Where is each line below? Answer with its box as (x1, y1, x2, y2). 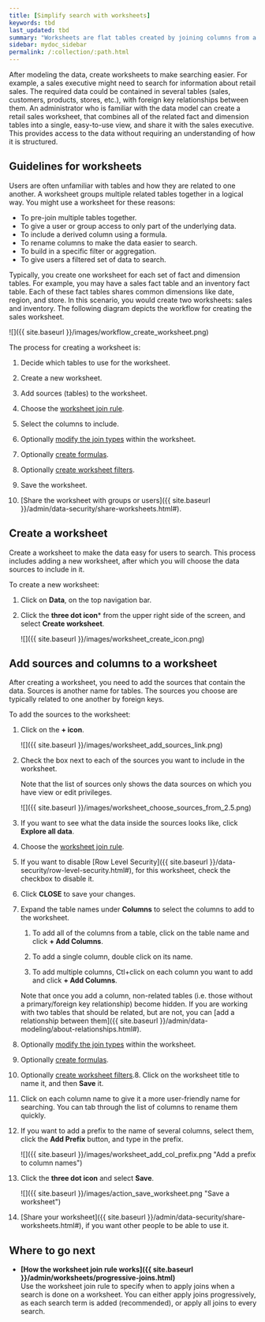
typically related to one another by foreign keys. (9, 695, 165, 704)
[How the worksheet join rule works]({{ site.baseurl (20, 1264, 194, 1275)
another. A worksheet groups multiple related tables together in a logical (9, 189, 244, 198)
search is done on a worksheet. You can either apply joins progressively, (20, 1290, 256, 1299)
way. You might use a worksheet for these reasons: (9, 197, 176, 207)
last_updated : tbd (9, 26, 69, 34)
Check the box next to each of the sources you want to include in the (20, 755, 245, 766)
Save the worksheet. (20, 480, 88, 489)
